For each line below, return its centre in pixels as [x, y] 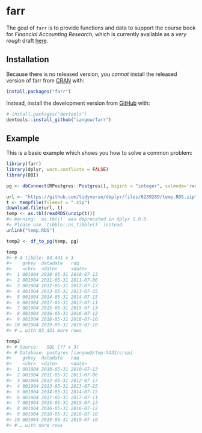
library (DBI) [23, 175]
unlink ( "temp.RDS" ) [31, 230]
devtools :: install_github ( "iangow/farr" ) [59, 120]
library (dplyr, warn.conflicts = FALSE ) [58, 170]
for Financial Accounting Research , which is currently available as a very [96, 34]
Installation [28, 59]
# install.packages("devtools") [47, 114]
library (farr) [24, 164]
